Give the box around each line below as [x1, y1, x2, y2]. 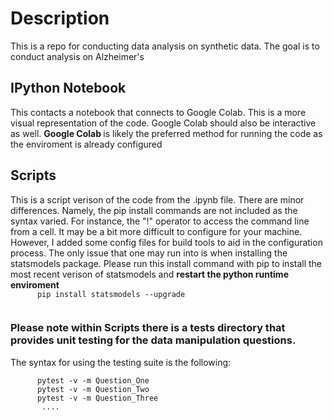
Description [10, 7, 110, 30]
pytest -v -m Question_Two [36, 384, 150, 394]
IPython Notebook [10, 80, 127, 97]
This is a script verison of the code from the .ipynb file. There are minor [10, 193, 305, 206]
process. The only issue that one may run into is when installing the [10, 247, 288, 259]
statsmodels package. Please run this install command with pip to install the [10, 257, 323, 269]
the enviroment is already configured [10, 138, 163, 150]
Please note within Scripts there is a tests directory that [10, 321, 286, 335]
